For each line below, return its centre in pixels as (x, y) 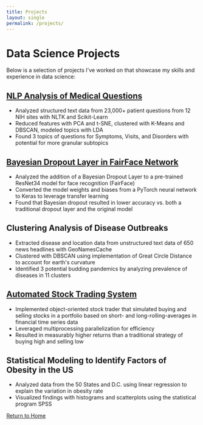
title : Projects (27, 12)
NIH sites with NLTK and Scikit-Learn (61, 117)
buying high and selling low (49, 341)
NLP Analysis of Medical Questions (74, 96)
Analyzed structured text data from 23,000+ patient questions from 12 (103, 111)
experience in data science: (41, 77)
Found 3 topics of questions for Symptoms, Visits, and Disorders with (102, 136)
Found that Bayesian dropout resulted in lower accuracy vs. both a (98, 202)
